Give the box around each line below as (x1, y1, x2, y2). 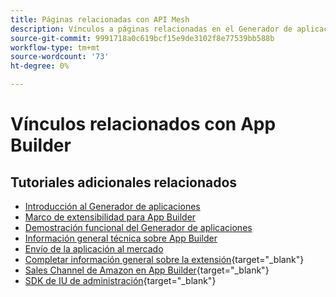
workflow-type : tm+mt (10, 42, 101, 53)
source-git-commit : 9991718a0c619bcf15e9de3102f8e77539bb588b (10, 33, 275, 43)
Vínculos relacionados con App (10, 113, 277, 136)
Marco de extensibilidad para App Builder (24, 211, 197, 223)
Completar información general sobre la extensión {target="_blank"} (24, 254, 305, 265)
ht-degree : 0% (10, 61, 70, 71)
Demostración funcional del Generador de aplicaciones (24, 222, 253, 233)
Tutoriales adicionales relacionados (10, 174, 238, 191)
